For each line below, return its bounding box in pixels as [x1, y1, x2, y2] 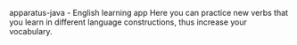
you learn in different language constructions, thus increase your [9, 17, 248, 27]
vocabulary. [9, 26, 53, 36]
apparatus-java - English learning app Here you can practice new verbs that [9, 8, 288, 18]
